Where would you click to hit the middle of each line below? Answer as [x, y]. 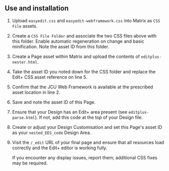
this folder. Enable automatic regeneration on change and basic [78, 41]
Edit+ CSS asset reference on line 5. [50, 77]
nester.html [25, 62]
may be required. [30, 163]
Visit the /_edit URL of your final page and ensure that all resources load [88, 142]
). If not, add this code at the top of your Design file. [89, 117]
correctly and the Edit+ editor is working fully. [59, 148]
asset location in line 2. [36, 92]
